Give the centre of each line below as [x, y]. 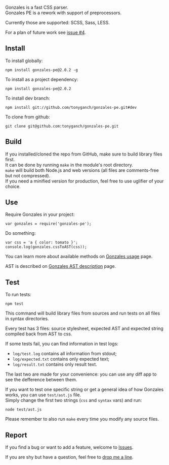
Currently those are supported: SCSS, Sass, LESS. [57, 23]
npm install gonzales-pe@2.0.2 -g [42, 70]
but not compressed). [28, 175]
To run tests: [18, 295]
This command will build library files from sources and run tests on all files [83, 313]
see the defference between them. [41, 380]
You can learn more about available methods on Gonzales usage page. [79, 257]
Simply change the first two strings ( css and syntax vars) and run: [74, 400]
